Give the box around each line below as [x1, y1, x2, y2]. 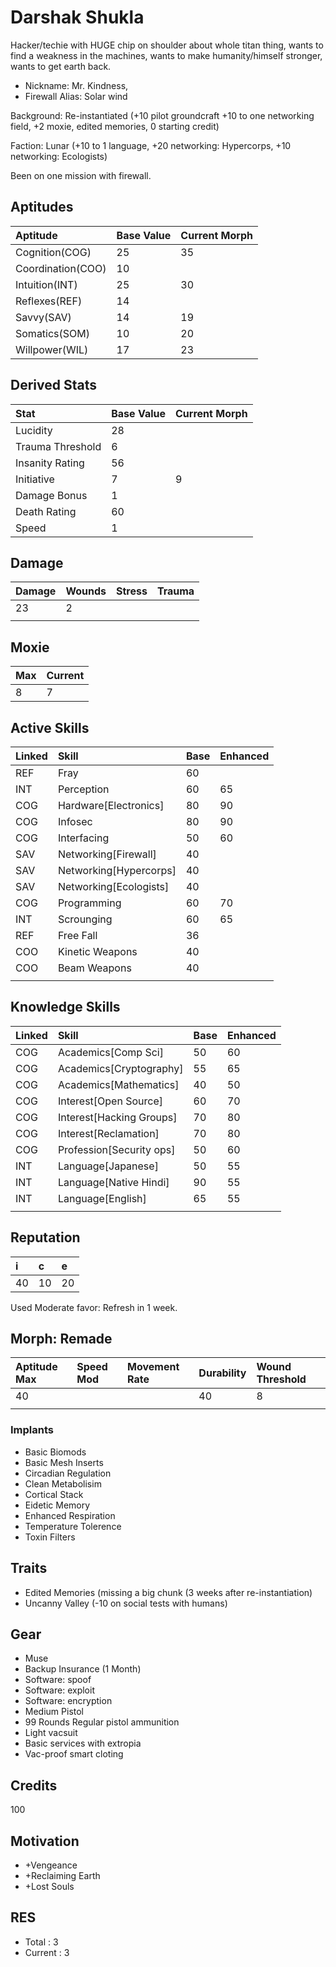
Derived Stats [10, 377, 97, 394]
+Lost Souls [24, 1880, 75, 1892]
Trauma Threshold [15, 439, 102, 453]
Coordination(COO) [15, 261, 107, 275]
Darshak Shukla [10, 6, 145, 29]
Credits [10, 1777, 58, 1794]
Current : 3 [24, 1946, 70, 1958]
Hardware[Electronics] [57, 799, 165, 812]
